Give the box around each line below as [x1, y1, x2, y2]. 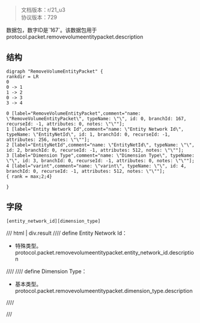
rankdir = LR [6, 74, 39, 80]
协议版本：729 [20, 14, 57, 21]
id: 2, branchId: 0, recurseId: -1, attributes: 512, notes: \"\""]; [6, 147, 184, 153]
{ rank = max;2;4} [6, 174, 52, 180]
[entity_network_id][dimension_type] [6, 218, 101, 224]
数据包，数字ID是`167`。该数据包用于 [6, 26, 97, 34]
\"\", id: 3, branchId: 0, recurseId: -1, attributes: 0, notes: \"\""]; [6, 158, 195, 164]
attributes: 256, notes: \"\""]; [6, 137, 90, 143]
